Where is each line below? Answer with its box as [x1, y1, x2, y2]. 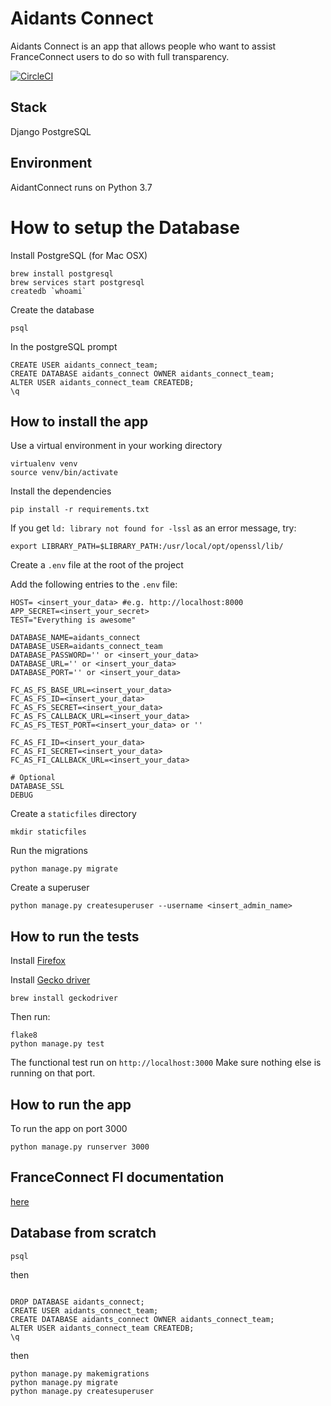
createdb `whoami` [10, 286, 87, 296]
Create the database [10, 303, 95, 316]
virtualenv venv [10, 459, 78, 469]
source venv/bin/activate [10, 468, 118, 478]
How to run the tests [10, 928, 140, 945]
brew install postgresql [10, 268, 114, 279]
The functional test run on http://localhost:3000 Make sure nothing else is [10, 1057, 322, 1069]
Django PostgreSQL [10, 125, 92, 137]
